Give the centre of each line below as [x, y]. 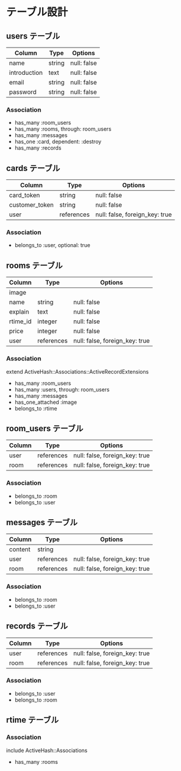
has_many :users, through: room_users [62, 389]
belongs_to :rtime [36, 408]
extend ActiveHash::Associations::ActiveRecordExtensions [77, 371]
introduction [26, 73]
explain [19, 312]
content [20, 549]
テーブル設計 [37, 12]
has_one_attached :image [46, 402]
